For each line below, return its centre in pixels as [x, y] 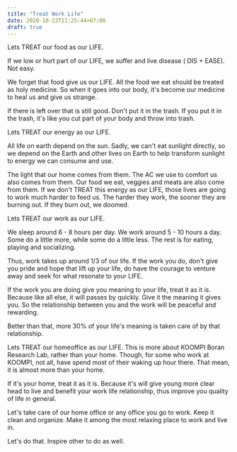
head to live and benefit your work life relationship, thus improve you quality [118, 391]
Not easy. [21, 69]
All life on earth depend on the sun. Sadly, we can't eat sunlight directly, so [116, 146]
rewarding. [23, 312]
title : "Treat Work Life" [45, 14]
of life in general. [32, 399]
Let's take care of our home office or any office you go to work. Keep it [111, 412]
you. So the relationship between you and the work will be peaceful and [112, 305]
